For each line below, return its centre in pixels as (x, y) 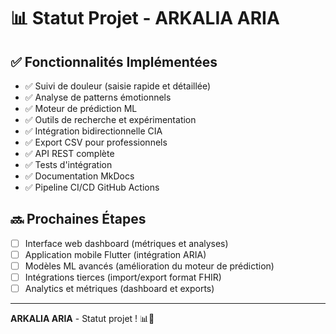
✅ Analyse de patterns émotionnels (98, 97)
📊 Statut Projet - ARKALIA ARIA (145, 18)
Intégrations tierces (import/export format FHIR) (123, 277)
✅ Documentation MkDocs (79, 176)
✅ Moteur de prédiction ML (81, 108)
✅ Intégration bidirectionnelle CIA (93, 131)
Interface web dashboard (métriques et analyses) (126, 243)
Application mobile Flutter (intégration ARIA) (115, 254)
